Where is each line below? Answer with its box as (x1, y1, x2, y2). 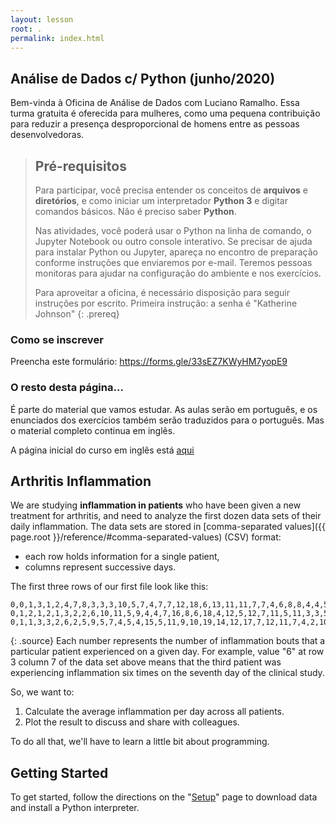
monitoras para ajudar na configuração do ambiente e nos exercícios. (34, 267, 322, 279)
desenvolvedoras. (10, 129, 85, 141)
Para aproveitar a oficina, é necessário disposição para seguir (34, 287, 290, 298)
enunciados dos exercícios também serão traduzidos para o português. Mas (10, 414, 325, 426)
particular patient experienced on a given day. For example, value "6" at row (10, 646, 325, 658)
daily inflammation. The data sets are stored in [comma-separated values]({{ (10, 521, 326, 533)
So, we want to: (10, 686, 75, 698)
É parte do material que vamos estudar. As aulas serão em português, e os (10, 403, 318, 415)
